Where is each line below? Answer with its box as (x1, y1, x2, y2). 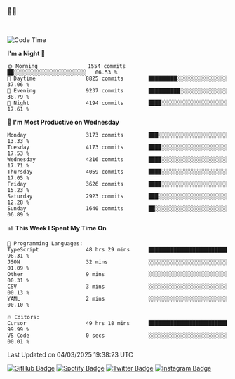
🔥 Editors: (7, 314, 40, 321)
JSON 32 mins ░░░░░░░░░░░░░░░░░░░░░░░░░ (7, 259, 228, 266)
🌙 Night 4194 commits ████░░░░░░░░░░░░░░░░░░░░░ (7, 99, 228, 107)
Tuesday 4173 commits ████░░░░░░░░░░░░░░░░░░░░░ (7, 144, 228, 151)
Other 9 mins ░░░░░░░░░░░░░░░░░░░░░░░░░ (7, 271, 228, 278)
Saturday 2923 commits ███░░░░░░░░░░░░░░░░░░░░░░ (7, 193, 228, 200)
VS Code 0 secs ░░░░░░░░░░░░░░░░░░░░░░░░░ (7, 332, 228, 339)
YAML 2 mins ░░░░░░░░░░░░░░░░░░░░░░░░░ (7, 296, 228, 303)
